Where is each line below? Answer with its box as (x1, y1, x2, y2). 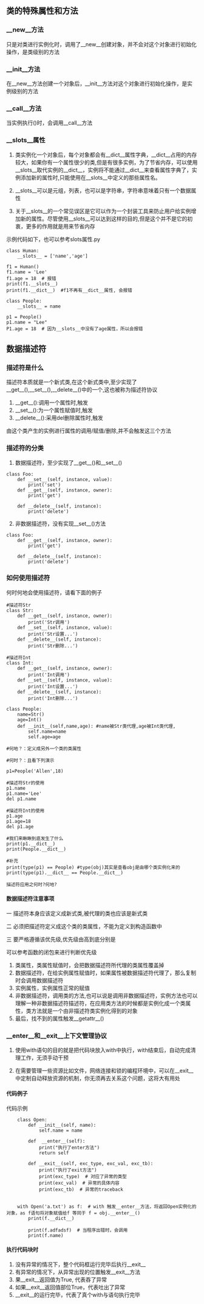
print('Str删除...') (28, 643, 78, 649)
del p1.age (6, 823, 34, 830)
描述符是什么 (6, 363, 44, 372)
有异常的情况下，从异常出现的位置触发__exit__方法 (15, 1268, 141, 1275)
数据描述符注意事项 (6, 895, 55, 903)
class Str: (6, 607, 34, 613)
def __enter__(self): (28, 1138, 86, 1144)
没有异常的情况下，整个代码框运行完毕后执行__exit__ (15, 1260, 146, 1268)
